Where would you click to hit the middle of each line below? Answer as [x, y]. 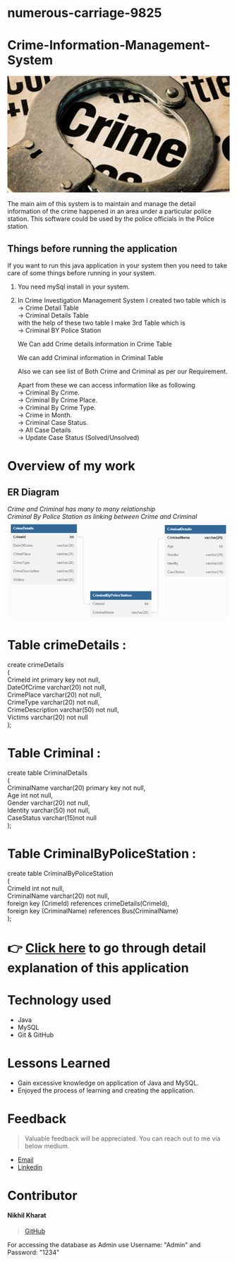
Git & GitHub [36, 1035]
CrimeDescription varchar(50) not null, [63, 709]
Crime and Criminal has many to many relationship [81, 509]
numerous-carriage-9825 [85, 13]
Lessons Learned [59, 1063]
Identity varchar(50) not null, [49, 810]
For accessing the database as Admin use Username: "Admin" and [104, 1244]
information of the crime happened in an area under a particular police [109, 211]
